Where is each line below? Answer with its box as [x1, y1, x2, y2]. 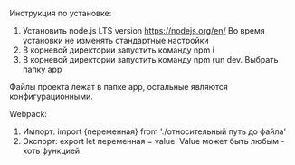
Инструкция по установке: [9, 8, 112, 18]
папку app [22, 63, 62, 74]
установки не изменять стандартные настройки [22, 35, 210, 45]
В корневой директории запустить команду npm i [22, 44, 215, 55]
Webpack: [9, 109, 48, 119]
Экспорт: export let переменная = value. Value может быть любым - [22, 136, 285, 146]
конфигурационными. [9, 91, 93, 102]
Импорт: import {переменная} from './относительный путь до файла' [22, 126, 287, 137]
